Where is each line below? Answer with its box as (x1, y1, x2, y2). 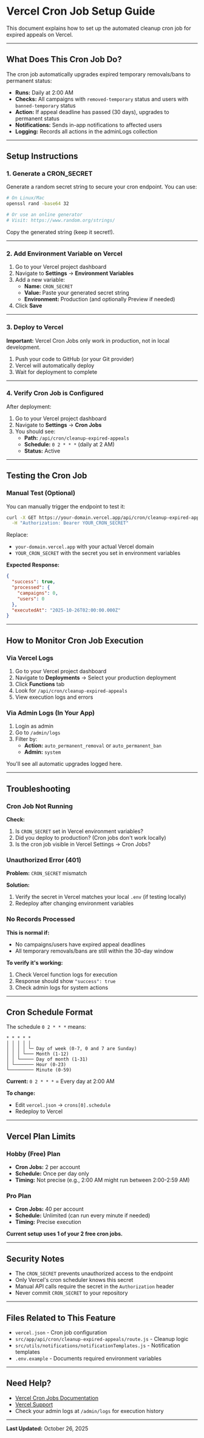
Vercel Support (15, 1401, 53, 1408)
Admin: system (24, 748, 61, 756)
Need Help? (6, 1378, 52, 1389)
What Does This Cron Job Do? (6, 54, 123, 65)
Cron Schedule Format (6, 1007, 93, 1017)
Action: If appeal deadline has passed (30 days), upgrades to (15, 108, 169, 115)
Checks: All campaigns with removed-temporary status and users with (15, 95, 188, 102)
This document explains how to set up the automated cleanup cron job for (6, 24, 191, 32)
